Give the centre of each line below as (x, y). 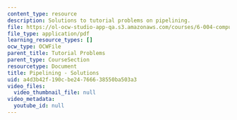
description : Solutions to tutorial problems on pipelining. (99, 20)
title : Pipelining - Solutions (53, 73)
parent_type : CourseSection (49, 60)
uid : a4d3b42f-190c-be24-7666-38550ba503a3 (72, 79)
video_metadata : (31, 100)
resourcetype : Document (42, 66)
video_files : (26, 86)
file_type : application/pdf (49, 34)
